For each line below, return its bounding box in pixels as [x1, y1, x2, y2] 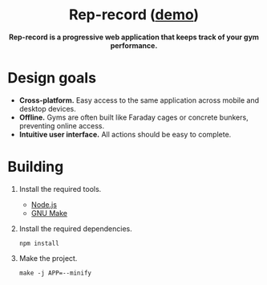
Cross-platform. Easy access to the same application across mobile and [18, 95, 260, 105]
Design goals [7, 69, 97, 88]
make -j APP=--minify [18, 269, 91, 277]
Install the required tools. [18, 184, 102, 193]
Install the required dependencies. [18, 223, 133, 234]
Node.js [30, 199, 58, 210]
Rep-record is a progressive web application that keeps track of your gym [8, 32, 260, 42]
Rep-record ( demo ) [68, 6, 200, 24]
